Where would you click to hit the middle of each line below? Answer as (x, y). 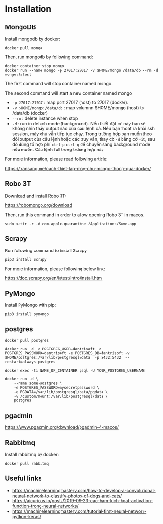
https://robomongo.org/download (39, 205)
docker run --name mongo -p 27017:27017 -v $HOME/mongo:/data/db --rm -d (82, 70)
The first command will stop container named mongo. (59, 84)
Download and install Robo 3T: (36, 196)
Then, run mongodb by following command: (49, 57)
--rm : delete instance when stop (45, 118)
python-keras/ (27, 516)
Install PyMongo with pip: (31, 305)
